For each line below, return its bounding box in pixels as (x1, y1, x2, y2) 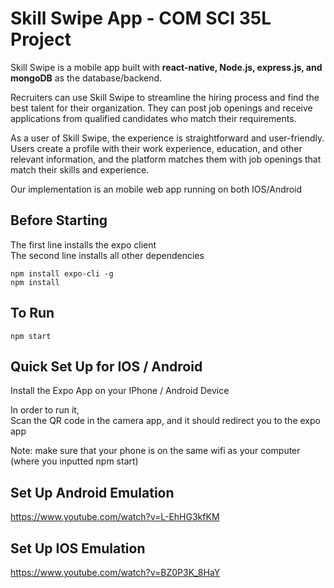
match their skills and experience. (10, 163, 150, 176)
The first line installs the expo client (10, 238, 157, 251)
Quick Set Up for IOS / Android (10, 358, 203, 375)
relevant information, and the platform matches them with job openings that (10, 153, 322, 165)
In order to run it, (10, 404, 80, 416)
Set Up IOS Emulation (10, 540, 146, 557)
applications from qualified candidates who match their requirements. (10, 112, 297, 124)
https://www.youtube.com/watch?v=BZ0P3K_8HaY (10, 567, 221, 578)
